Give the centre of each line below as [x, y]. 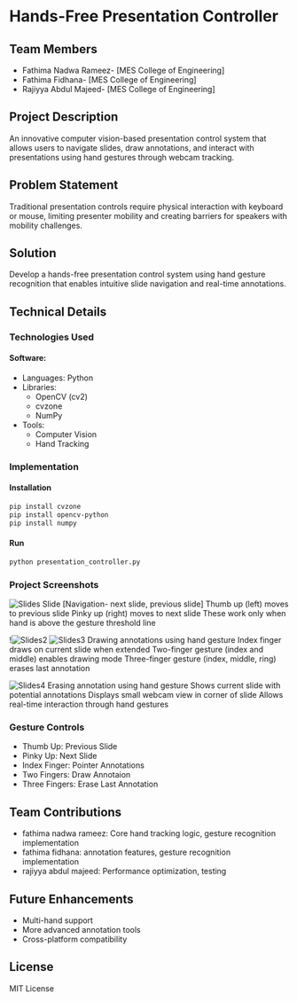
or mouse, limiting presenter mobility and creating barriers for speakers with [148, 215]
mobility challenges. [46, 225]
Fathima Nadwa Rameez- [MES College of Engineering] [123, 70]
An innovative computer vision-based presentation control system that [138, 138]
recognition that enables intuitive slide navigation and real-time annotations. [148, 284]
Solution [33, 253]
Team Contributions [66, 812]
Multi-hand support [57, 920]
